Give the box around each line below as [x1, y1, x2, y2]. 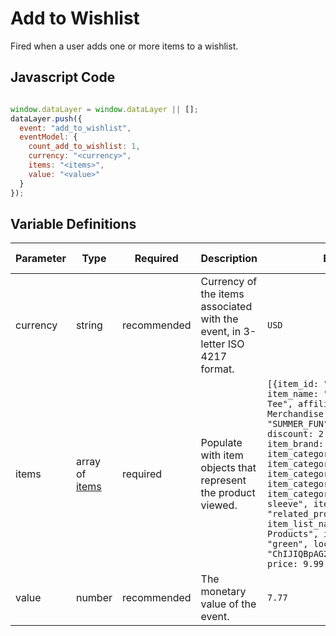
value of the [200, 597, 257, 611]
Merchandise [267, 408, 325, 420]
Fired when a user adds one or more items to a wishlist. [10, 40, 239, 52]
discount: [267, 428, 314, 440]
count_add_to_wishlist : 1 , [28, 142, 141, 152]
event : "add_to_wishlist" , [19, 123, 132, 133]
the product [200, 486, 256, 500]
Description [200, 252, 258, 266]
